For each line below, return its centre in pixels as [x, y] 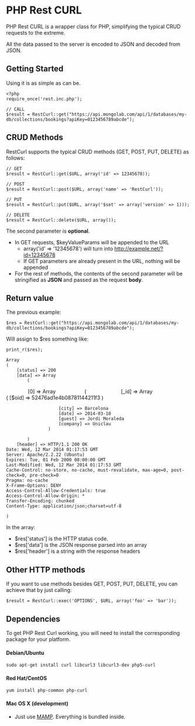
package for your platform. [38, 639]
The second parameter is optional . [48, 231]
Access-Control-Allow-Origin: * [45, 496]
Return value [30, 298]
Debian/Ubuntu [25, 653]
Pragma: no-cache [27, 480]
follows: [16, 158]
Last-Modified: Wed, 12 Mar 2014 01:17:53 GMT [64, 465]
